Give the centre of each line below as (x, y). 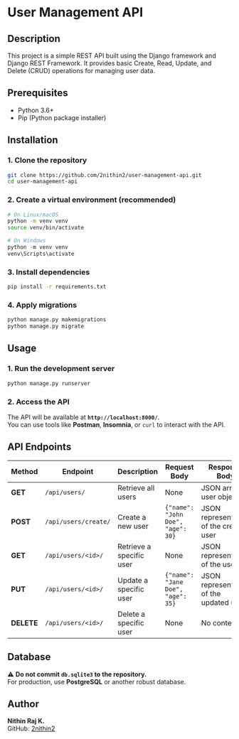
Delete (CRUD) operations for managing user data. (81, 71)
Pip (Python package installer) (62, 117)
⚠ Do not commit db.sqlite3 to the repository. (77, 674)
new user (133, 526)
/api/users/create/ (78, 522)
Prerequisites (38, 93)
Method (25, 471)
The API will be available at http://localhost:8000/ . (84, 417)
